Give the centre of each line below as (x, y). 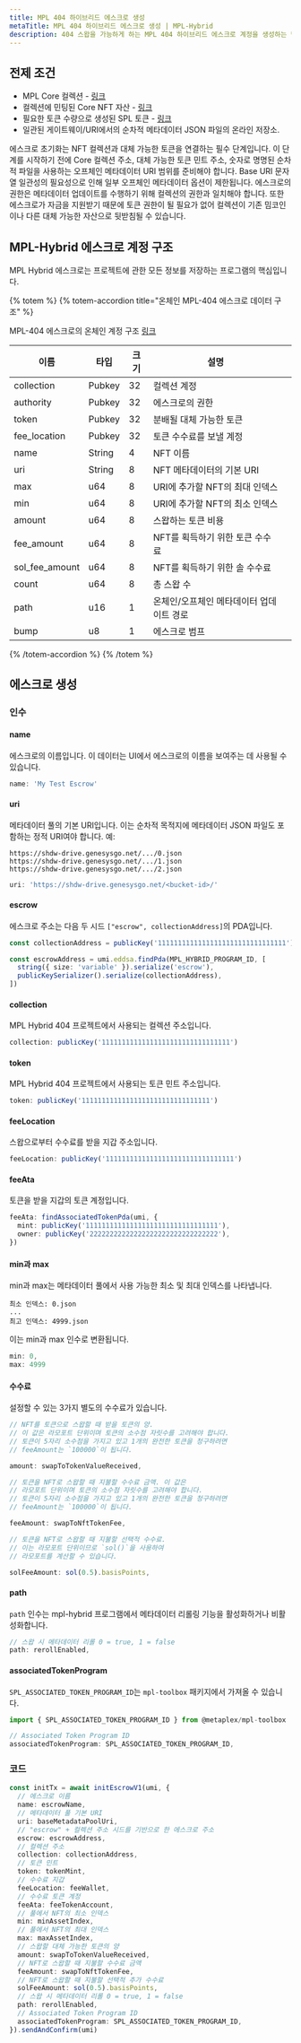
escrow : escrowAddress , (61, 1838)
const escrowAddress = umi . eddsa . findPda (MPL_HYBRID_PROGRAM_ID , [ (138, 959)
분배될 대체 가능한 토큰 (198, 420)
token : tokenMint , (52, 1872)
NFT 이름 (172, 453)
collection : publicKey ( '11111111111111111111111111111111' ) (124, 1043)
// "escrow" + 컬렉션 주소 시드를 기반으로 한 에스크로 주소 (116, 1830)
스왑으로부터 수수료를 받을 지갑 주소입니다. (84, 1142)
